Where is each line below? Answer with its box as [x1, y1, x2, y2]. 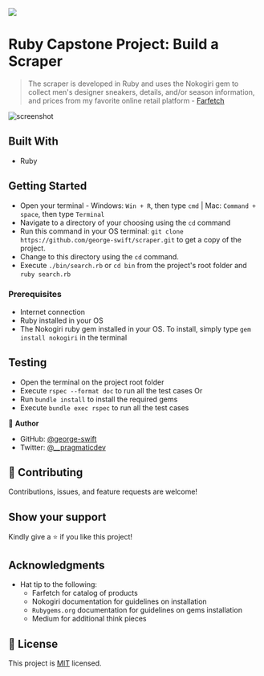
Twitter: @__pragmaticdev [19, 442, 107, 452]
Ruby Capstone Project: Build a [8, 35, 219, 54]
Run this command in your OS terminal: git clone [19, 226, 184, 236]
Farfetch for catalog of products [31, 588, 138, 598]
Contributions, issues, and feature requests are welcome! [8, 487, 198, 497]
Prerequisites [8, 289, 62, 300]
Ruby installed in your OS [19, 316, 104, 325]
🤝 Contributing [8, 466, 83, 479]
